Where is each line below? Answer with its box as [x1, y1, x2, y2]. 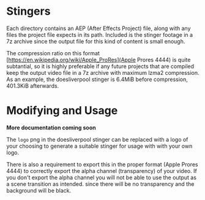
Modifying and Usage [6, 104, 118, 118]
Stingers [6, 4, 51, 18]
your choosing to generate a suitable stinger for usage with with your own [6, 142, 193, 150]
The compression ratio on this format [6, 49, 100, 56]
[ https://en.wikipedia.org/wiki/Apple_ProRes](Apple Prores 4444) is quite [6, 56, 191, 63]
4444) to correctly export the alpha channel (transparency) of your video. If [6, 167, 197, 174]
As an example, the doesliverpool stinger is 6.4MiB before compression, [6, 75, 188, 83]
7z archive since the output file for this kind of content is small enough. [6, 37, 185, 45]
